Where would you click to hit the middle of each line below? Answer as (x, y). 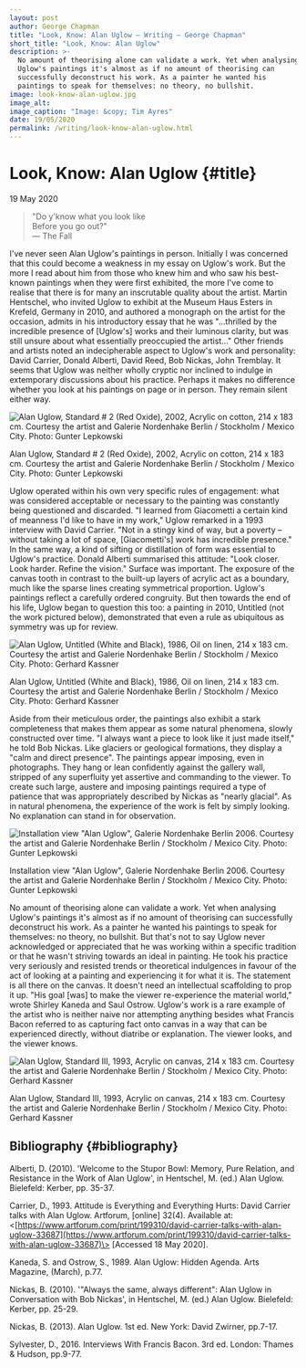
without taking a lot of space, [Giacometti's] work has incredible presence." (151, 539)
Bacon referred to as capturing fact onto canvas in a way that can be (138, 1024)
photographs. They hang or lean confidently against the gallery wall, (138, 767)
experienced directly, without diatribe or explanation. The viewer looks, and (151, 1034)
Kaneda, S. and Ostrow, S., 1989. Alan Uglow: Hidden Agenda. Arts (134, 1262)
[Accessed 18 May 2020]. (160, 1244)
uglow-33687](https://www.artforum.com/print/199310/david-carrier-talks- (150, 1235)
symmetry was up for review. (64, 626)
